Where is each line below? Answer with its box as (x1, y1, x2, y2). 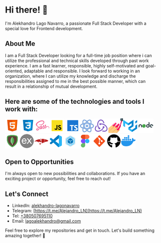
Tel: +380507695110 (12, 213, 53, 219)
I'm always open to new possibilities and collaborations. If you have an (5, 171, 146, 177)
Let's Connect (5, 190, 48, 198)
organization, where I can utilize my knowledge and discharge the (5, 73, 136, 79)
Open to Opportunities (5, 158, 74, 166)
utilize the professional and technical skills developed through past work (5, 58, 149, 64)
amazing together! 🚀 (5, 233, 45, 239)
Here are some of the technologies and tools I (5, 97, 145, 106)
